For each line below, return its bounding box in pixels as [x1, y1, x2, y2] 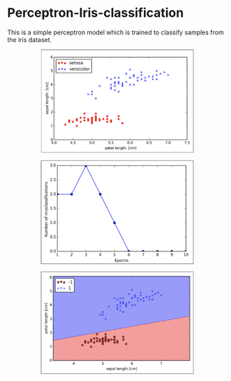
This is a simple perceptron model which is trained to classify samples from [7, 28, 225, 36]
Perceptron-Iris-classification [7, 5, 184, 21]
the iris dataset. [7, 35, 52, 43]
